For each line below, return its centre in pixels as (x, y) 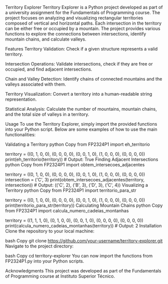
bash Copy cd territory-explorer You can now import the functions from (79, 256)
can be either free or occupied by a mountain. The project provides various (83, 29)
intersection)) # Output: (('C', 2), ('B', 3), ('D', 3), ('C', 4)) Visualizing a (77, 185)
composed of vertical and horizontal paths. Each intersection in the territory (83, 23)
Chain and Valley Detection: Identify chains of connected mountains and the (84, 79)
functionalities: (21, 134)
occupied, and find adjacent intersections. (49, 69)
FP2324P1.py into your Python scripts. (45, 261)
